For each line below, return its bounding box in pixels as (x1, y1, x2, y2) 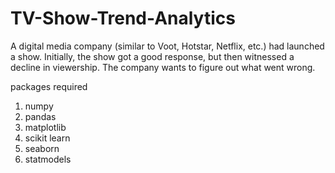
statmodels (24, 153, 72, 165)
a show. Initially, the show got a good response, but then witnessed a (10, 50, 295, 62)
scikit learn (24, 132, 71, 144)
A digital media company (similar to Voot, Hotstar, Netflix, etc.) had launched (10, 40, 325, 52)
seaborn (24, 142, 60, 154)
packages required (10, 80, 88, 92)
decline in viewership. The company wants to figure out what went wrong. (10, 61, 316, 73)
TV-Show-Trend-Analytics (10, 7, 236, 30)
